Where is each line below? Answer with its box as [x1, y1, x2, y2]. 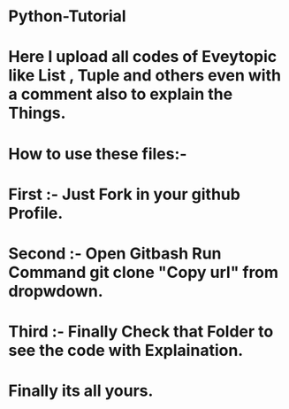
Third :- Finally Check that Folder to [8, 321, 274, 342]
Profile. [8, 203, 64, 223]
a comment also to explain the [8, 84, 233, 104]
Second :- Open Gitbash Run [8, 243, 222, 263]
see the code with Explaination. [8, 341, 244, 360]
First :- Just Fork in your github [8, 184, 240, 204]
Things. [8, 104, 66, 123]
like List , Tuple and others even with [8, 66, 282, 86]
